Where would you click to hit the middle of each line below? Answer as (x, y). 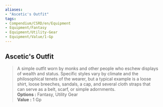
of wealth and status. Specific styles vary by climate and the (78, 73)
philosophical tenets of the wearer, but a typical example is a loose (84, 79)
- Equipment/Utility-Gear (31, 32)
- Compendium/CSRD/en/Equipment (38, 23)
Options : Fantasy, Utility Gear (47, 94)
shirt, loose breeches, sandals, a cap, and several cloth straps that (84, 84)
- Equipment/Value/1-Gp (29, 37)
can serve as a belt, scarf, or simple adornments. (66, 89)
